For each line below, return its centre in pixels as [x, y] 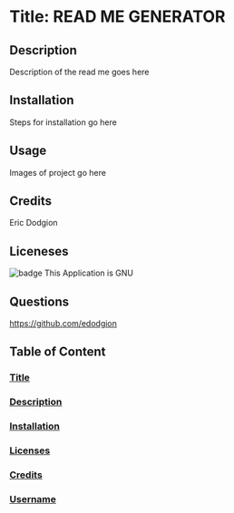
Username [33, 498]
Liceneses [39, 251]
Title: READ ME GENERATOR [117, 17]
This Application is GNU [89, 273]
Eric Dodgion [34, 223]
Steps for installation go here [63, 122]
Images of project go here [58, 172]
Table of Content [58, 352]
